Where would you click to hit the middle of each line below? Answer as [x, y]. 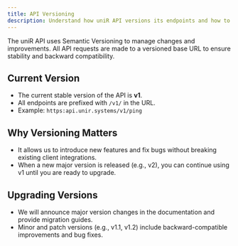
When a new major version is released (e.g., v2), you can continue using [123, 165]
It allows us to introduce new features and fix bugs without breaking [117, 150]
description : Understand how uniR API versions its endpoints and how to [119, 21]
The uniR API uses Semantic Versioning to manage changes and [101, 41]
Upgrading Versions [53, 195]
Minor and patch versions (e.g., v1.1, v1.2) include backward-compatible [123, 227]
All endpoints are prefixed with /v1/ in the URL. [87, 103]
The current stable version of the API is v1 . [80, 95]
